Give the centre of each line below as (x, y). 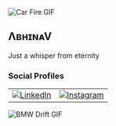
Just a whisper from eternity (54, 56)
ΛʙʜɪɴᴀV (30, 36)
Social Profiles (36, 76)
